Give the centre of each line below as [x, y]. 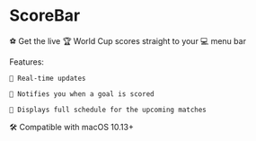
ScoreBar [45, 16]
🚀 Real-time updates [48, 78]
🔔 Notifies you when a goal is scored [82, 94]
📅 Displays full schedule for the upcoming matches [108, 110]
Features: [27, 62]
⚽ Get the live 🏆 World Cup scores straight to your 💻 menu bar [128, 40]
